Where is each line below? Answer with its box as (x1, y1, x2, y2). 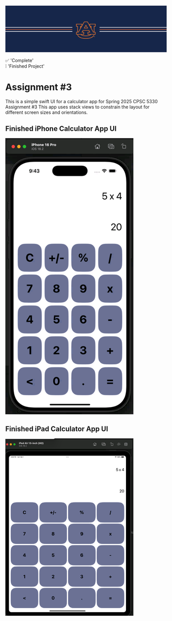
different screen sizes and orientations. (5, 109, 88, 115)
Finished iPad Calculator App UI (5, 424, 109, 433)
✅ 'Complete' (5, 57, 34, 64)
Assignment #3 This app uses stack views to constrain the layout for (5, 104, 150, 110)
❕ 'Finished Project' (5, 63, 45, 69)
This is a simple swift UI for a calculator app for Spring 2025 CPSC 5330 (5, 99, 158, 105)
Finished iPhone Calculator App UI (5, 124, 117, 133)
